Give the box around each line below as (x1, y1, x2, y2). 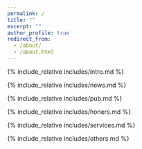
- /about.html (13, 49, 54, 56)
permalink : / (7, 10, 45, 17)
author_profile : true (7, 29, 70, 37)
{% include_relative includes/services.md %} (7, 121, 136, 129)
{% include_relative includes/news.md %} (7, 81, 127, 89)
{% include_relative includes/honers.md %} (7, 108, 132, 116)
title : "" (7, 17, 36, 23)
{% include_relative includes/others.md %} (7, 134, 130, 142)
